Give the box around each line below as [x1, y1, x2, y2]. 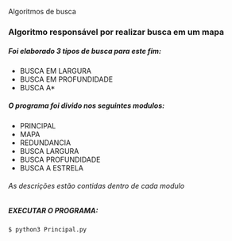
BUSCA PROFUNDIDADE [19, 155, 101, 164]
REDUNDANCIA [19, 138, 72, 147]
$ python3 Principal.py [8, 226, 87, 234]
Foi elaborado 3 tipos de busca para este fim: [8, 46, 161, 55]
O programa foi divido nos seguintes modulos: [8, 101, 165, 110]
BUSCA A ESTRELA [19, 163, 83, 173]
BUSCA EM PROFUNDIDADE [19, 75, 114, 84]
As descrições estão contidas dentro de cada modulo [8, 182, 185, 191]
